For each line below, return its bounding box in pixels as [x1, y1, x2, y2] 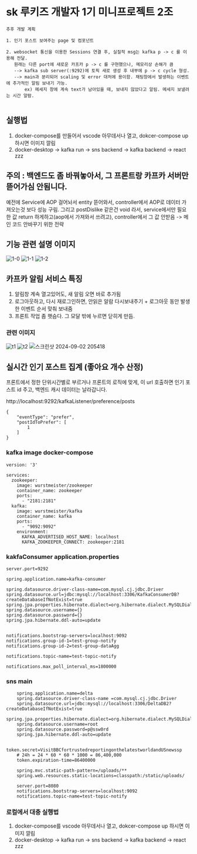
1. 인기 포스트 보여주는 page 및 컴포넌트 [6, 38, 94, 43]
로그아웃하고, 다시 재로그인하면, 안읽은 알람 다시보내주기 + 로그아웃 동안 [14, 298, 179, 305]
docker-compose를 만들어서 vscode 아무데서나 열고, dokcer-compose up [14, 132, 189, 139]
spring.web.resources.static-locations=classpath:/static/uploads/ [16, 773, 185, 779]
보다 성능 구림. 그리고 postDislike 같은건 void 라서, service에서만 [26, 206, 176, 213]
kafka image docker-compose [6, 448, 94, 457]
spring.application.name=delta [16, 691, 93, 696]
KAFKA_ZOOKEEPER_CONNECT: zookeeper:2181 [21, 539, 125, 545]
